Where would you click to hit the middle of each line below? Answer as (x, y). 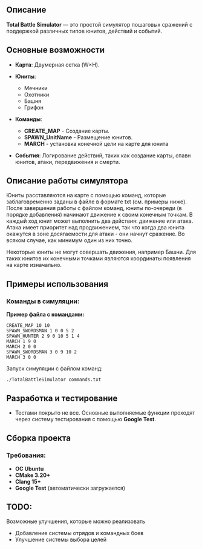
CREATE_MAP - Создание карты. (67, 131)
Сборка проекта (39, 438)
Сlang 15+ (28, 481)
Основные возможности (55, 50)
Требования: (26, 455)
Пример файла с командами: (45, 315)
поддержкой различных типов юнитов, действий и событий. (84, 31)
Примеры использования (57, 284)
